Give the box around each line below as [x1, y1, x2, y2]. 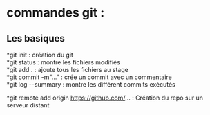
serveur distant [6, 101, 50, 109]
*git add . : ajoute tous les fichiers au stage [6, 66, 128, 73]
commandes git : [6, 5, 105, 21]
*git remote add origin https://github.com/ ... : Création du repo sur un [6, 94, 203, 102]
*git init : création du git [6, 51, 74, 59]
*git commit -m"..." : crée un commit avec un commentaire [6, 73, 172, 81]
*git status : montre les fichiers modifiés [6, 58, 120, 67]
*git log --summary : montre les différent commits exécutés [6, 80, 175, 88]
